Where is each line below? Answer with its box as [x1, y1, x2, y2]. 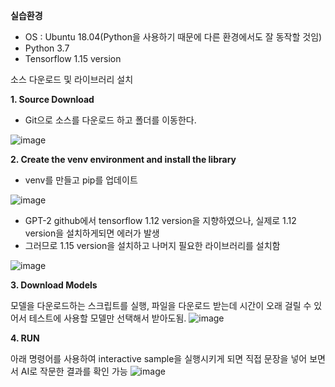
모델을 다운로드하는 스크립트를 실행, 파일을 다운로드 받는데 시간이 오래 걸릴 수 [10, 300, 312, 311]
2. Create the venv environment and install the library [10, 154, 237, 165]
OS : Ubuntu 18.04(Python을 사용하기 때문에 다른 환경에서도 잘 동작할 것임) [24, 31, 323, 43]
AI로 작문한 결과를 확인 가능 [20, 365, 128, 377]
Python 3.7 [24, 42, 70, 54]
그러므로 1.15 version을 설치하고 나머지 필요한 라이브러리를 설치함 [24, 240, 281, 251]
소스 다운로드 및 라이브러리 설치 [10, 74, 134, 85]
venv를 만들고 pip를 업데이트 [24, 174, 138, 186]
